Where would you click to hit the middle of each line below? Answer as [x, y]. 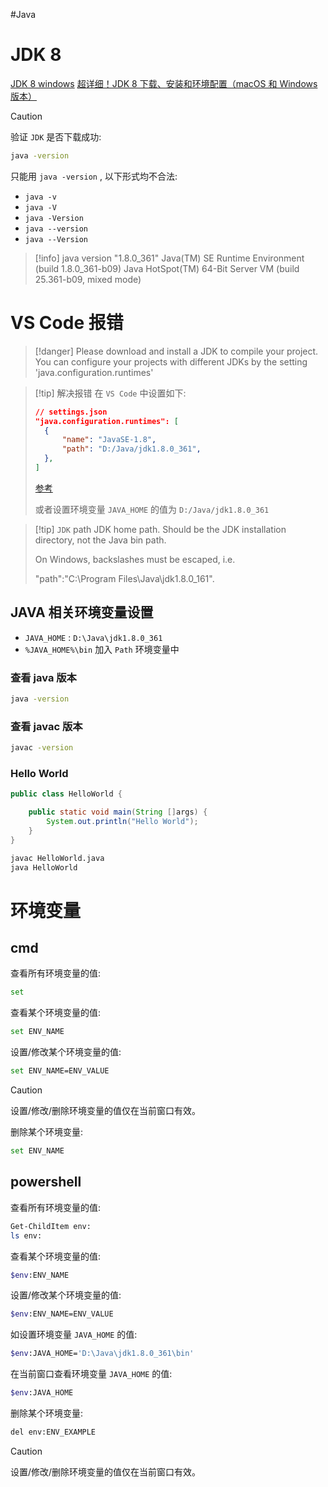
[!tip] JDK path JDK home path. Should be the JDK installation [160, 529]
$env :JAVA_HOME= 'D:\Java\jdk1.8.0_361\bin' [102, 1354]
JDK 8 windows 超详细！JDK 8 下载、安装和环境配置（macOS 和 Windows [164, 83]
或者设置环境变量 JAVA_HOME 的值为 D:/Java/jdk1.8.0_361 [152, 509]
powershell [46, 1182]
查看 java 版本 [43, 677]
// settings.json [71, 412]
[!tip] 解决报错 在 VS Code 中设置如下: [110, 393]
